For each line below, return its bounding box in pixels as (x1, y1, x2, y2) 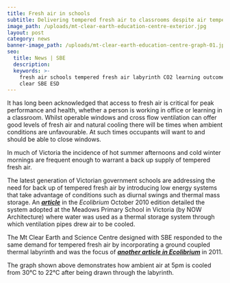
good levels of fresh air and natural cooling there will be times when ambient (7, 121, 223, 129)
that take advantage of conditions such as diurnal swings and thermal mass (7, 191, 220, 199)
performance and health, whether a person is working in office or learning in (7, 106, 222, 114)
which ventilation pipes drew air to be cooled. (7, 220, 136, 228)
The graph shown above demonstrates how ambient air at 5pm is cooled (7, 261, 212, 269)
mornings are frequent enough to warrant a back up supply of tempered (7, 156, 211, 164)
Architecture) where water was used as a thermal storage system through (7, 213, 215, 221)
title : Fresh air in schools (7, 10, 90, 17)
